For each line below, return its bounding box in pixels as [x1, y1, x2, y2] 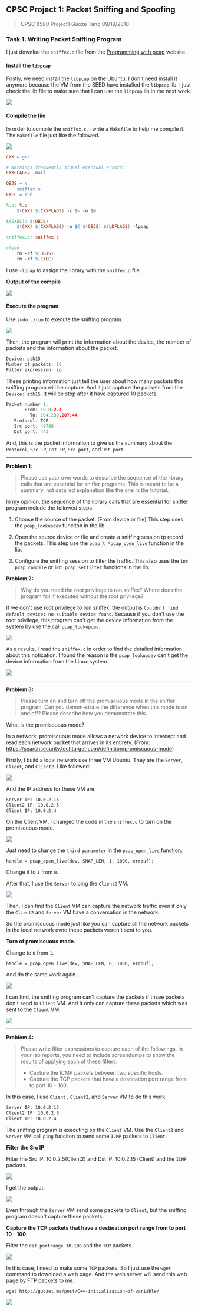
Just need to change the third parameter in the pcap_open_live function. [6, 847, 183, 854]
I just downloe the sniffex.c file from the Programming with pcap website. [6, 48, 187, 55]
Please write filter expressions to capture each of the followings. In [20, 1045, 183, 1052]
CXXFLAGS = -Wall [6, 170, 46, 176]
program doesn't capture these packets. [6, 1213, 104, 1220]
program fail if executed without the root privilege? [20, 592, 144, 600]
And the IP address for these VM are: [6, 785, 96, 792]
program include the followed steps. [6, 504, 94, 511]
